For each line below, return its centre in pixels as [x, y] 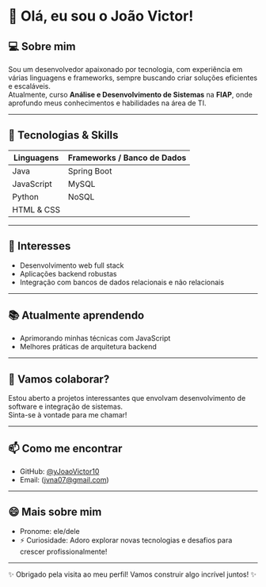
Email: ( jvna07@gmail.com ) [64, 480]
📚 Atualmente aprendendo [76, 316]
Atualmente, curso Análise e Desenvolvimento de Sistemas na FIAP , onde [131, 95]
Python [26, 196]
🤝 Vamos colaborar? [59, 379]
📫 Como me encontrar [65, 448]
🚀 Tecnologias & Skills [63, 135]
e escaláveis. [30, 86]
